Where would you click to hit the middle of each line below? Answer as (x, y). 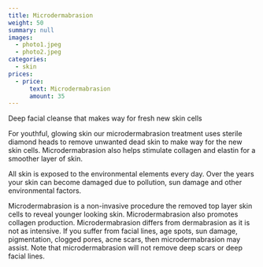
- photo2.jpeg (38, 52)
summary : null (31, 30)
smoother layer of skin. (45, 159)
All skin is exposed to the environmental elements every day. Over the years (131, 174)
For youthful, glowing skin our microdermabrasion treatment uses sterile (125, 134)
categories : (28, 60)
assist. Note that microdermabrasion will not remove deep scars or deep (125, 248)
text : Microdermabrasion (70, 89)
